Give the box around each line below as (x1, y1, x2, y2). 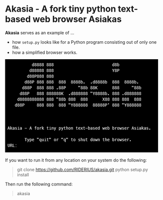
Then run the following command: (5, 181, 73, 187)
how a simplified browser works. (12, 50, 78, 55)
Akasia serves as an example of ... (5, 30, 74, 35)
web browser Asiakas (32, 14, 122, 25)
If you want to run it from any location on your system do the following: (5, 157, 147, 163)
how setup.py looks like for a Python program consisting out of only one (12, 39, 157, 45)
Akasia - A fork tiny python (5, 3, 116, 15)
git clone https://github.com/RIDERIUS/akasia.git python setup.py (17, 167, 148, 172)
